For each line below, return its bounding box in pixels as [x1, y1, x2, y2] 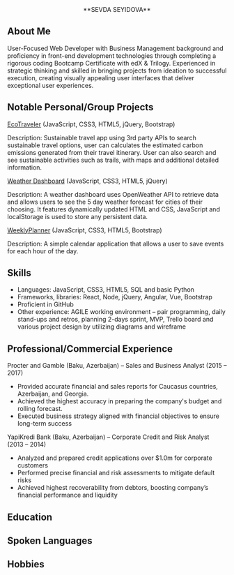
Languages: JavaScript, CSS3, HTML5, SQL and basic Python [17, 285, 195, 294]
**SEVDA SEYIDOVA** [83, 6, 151, 13]
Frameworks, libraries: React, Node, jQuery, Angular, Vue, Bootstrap [17, 293, 212, 301]
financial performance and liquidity [17, 491, 118, 500]
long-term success [17, 419, 72, 428]
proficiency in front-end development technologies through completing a [7, 51, 217, 60]
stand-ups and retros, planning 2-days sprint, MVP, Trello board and [17, 315, 214, 324]
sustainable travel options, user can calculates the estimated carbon [7, 141, 203, 149]
